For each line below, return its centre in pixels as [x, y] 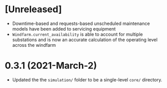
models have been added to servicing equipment [64, 28]
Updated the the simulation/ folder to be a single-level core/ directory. [87, 79]
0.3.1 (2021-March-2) [51, 66]
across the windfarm [34, 45]
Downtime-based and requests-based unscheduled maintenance [81, 23]
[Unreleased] [33, 9]
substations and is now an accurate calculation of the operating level [85, 40]
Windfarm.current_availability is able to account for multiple [77, 34]
